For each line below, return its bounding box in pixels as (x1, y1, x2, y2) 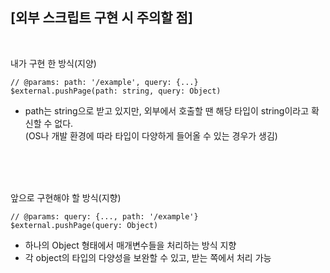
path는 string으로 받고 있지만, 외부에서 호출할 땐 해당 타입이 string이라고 (24, 104, 310, 117)
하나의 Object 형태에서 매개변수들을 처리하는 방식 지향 (24, 239, 237, 251)
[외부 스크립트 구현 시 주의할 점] (10, 9, 193, 27)
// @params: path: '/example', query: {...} (10, 77, 199, 87)
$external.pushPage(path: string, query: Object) (10, 86, 222, 96)
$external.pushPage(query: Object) (10, 220, 159, 230)
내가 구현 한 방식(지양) (10, 57, 97, 69)
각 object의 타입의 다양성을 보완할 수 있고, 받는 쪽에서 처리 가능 (24, 251, 272, 263)
